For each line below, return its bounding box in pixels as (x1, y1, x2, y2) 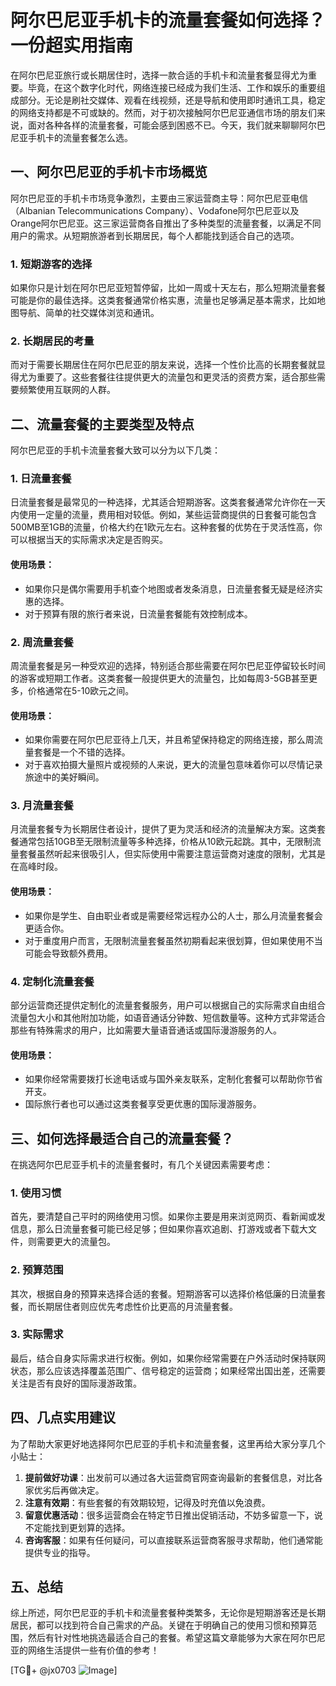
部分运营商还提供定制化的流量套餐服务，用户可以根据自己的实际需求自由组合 (10, 999, 326, 1011)
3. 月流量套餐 (10, 799, 74, 813)
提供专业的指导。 (24, 1546, 96, 1558)
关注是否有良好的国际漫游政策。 (10, 1377, 142, 1389)
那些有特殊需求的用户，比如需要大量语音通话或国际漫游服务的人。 (10, 1024, 282, 1036)
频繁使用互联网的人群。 (18, 384, 116, 396)
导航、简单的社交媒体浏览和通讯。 (18, 307, 160, 319)
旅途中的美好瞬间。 (24, 771, 105, 783)
